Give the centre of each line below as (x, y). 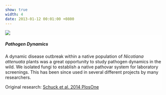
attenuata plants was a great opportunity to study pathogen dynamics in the (83, 62)
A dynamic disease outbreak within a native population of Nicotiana (75, 56)
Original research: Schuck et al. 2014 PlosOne (52, 87)
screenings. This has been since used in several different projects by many (82, 72)
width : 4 (14, 14)
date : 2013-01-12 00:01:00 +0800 (40, 19)
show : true (16, 10)
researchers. (18, 78)
